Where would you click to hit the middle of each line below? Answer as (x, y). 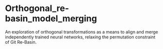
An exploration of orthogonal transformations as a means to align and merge (81, 32)
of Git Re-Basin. (21, 42)
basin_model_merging (51, 18)
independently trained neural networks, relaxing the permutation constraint (80, 37)
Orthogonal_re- (37, 8)
